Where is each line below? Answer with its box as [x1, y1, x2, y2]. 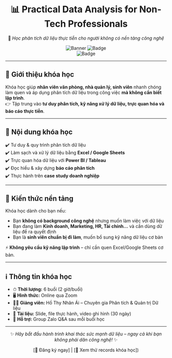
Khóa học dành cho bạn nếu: [5, 208, 67, 214]
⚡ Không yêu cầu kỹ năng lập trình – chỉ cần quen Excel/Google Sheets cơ [5, 244, 164, 250]
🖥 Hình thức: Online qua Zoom [12, 292, 78, 298]
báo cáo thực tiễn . [5, 108, 45, 114]
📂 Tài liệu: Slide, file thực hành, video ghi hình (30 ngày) [12, 311, 132, 317]
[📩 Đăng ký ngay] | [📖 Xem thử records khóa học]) [33, 347, 139, 353]
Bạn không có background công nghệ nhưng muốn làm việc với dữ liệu [12, 218, 164, 224]
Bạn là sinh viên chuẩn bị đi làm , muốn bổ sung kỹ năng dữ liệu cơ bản [12, 234, 163, 240]
